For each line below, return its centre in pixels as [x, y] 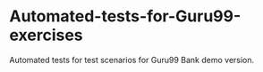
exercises [46, 35]
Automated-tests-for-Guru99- [125, 16]
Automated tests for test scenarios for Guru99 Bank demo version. [132, 60]
